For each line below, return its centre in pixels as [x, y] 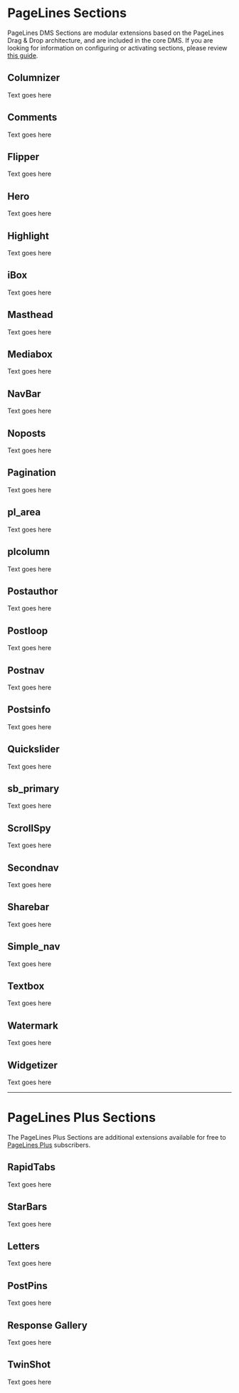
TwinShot [29, 1365]
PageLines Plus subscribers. [49, 1145]
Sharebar [28, 907]
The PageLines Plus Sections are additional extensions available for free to [117, 1137]
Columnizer [34, 78]
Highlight [28, 236]
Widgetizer [33, 1065]
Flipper [23, 157]
